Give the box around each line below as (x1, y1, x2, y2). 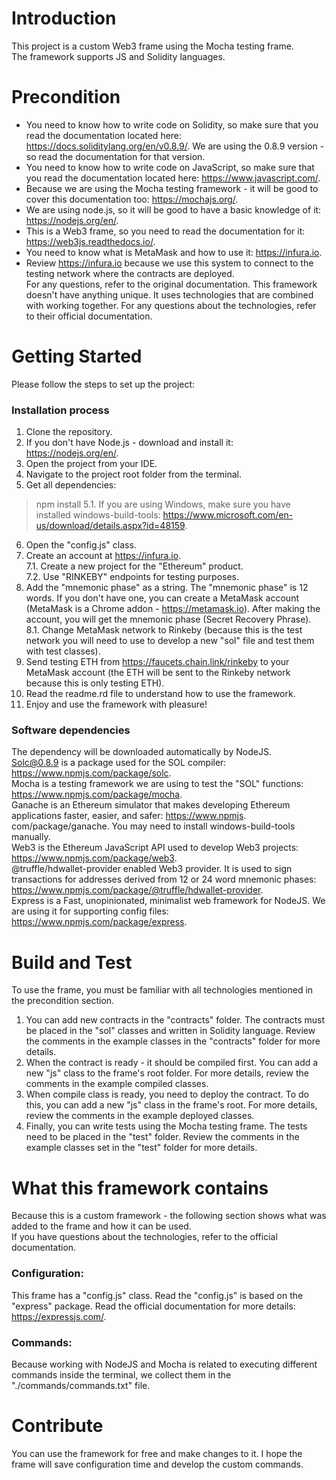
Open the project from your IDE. (25, 458, 158, 470)
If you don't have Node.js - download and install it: (25, 437, 234, 449)
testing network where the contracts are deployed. (25, 267, 235, 279)
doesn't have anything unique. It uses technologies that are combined (25, 288, 314, 301)
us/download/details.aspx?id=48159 (35, 520, 186, 532)
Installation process (11, 403, 110, 417)
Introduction (11, 7, 117, 30)
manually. (11, 831, 51, 843)
